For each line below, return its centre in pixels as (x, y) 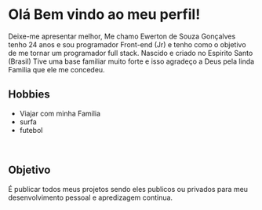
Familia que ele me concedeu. (56, 69)
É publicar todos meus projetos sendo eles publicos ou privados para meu (128, 189)
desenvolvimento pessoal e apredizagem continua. (91, 197)
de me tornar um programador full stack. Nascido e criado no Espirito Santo (131, 53)
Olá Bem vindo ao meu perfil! (104, 15)
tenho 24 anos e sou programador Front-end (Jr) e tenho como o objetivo (127, 44)
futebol (31, 130)
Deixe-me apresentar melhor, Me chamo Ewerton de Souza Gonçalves (122, 36)
